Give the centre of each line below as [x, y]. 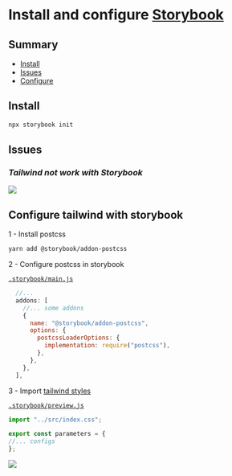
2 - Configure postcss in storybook [66, 265]
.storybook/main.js [41, 279]
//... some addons [53, 308]
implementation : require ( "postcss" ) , [107, 346]
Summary [33, 45]
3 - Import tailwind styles [50, 391]
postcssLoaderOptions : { [79, 338]
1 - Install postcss [37, 234]
